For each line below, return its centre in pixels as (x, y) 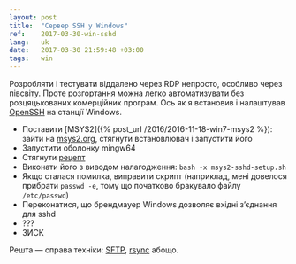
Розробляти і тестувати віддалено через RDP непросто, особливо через (146, 84)
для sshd (38, 214)
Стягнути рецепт (53, 157)
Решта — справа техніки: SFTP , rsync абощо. (94, 250)
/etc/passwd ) (45, 195)
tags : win (31, 58)
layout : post (33, 17)
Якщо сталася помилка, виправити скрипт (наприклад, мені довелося (154, 176)
